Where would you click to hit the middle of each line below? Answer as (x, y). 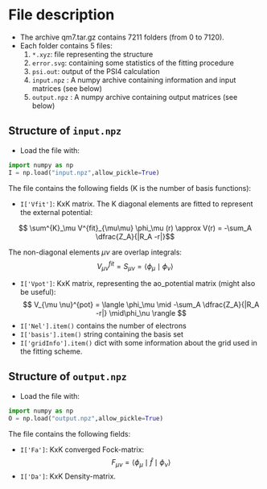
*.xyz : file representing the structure (92, 54)
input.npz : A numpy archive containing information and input (134, 80)
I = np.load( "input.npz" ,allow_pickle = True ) (84, 172)
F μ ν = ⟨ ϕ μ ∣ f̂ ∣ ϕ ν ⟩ (141, 463)
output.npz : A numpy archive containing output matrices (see (135, 97)
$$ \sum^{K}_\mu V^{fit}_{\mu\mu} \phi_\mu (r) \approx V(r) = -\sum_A (135, 228)
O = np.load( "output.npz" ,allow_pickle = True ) (86, 418)
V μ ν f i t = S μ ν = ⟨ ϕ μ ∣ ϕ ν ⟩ (135, 266)
